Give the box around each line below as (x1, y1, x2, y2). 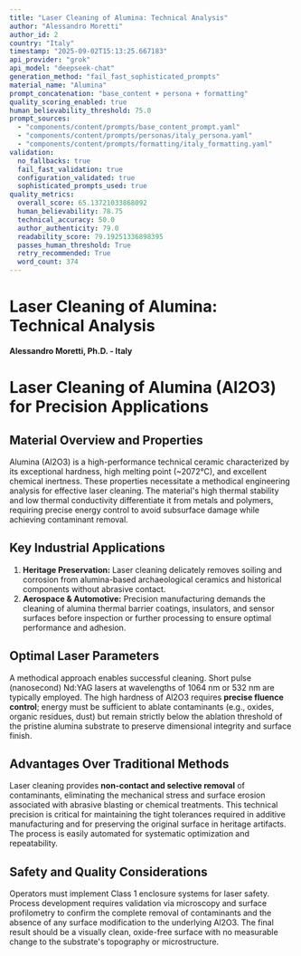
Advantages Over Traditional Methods (9, 756, 230, 771)
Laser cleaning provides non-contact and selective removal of (9, 780, 246, 791)
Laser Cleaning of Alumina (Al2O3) (9, 378, 277, 398)
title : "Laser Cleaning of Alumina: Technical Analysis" (9, 13, 229, 23)
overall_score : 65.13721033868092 (17, 198, 147, 208)
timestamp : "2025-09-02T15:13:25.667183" (9, 47, 168, 56)
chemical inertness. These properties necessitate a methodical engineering (9, 475, 291, 486)
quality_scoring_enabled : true (9, 97, 127, 107)
